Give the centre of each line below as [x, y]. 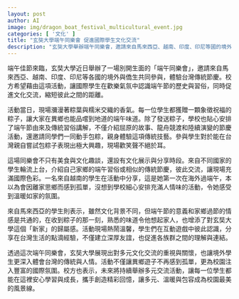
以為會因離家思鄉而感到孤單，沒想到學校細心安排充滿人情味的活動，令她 [113, 187]
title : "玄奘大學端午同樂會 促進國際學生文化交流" [74, 40]
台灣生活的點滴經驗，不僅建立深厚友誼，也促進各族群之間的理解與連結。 [126, 238]
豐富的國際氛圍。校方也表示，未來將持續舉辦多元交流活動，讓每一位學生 [119, 270]
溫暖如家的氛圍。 [38, 196]
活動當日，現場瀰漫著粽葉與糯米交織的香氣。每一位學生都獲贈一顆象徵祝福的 [119, 110]
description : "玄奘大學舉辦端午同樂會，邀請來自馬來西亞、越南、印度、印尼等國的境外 [120, 47]
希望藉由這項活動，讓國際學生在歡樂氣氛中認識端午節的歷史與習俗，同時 [119, 86]
